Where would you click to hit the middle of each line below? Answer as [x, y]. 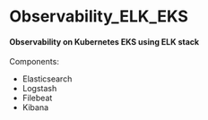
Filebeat [37, 98]
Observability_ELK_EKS [99, 17]
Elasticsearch [47, 79]
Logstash [39, 89]
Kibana [35, 107]
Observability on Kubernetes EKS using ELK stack [104, 41]
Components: [35, 62]
